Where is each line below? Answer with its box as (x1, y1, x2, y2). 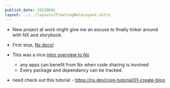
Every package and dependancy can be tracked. (20, 67, 123, 73)
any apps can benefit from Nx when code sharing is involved (20, 61, 149, 68)
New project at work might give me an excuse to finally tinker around (12, 26, 158, 32)
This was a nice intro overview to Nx (12, 52, 89, 58)
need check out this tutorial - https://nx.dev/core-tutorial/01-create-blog (12, 77, 165, 83)
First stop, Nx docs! (12, 41, 54, 48)
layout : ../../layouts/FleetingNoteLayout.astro (5, 12, 111, 17)
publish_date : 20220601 (5, 7, 56, 13)
